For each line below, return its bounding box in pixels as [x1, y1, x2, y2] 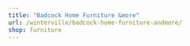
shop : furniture [8, 26, 62, 34]
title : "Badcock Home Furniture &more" [8, 11, 140, 19]
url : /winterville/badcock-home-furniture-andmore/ [8, 19, 182, 27]
